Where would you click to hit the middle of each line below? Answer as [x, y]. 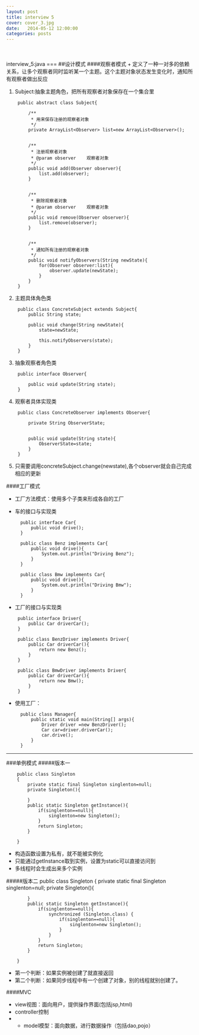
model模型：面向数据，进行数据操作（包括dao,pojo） [89, 1025]
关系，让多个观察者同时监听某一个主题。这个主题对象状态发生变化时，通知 [97, 71]
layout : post [22, 12]
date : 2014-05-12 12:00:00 [42, 28]
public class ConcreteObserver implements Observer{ [84, 413]
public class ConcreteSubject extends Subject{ [77, 310]
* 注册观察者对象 [49, 152]
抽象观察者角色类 [36, 363]
